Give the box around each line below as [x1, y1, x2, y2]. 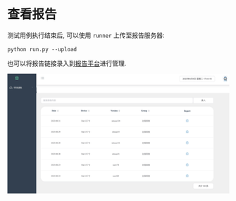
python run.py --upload [7, 46, 77, 53]
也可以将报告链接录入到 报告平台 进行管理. [7, 59, 127, 67]
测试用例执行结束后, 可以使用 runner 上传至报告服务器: [7, 31, 165, 39]
